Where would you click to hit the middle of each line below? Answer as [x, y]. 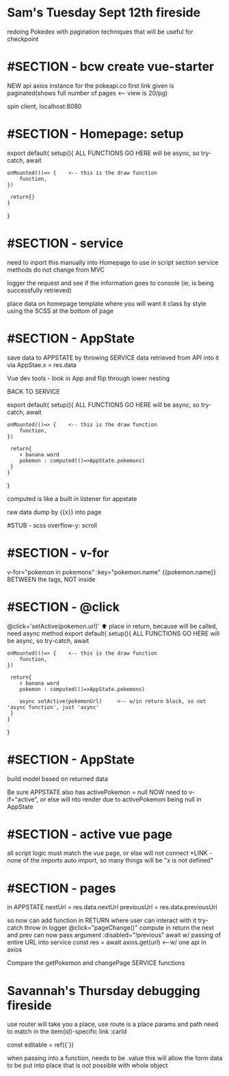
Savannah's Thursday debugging [104, 991]
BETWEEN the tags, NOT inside [51, 579]
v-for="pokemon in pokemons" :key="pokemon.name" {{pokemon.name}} [112, 572]
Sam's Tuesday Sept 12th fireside [104, 13]
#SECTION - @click [63, 607]
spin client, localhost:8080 [44, 106]
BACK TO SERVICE [33, 391]
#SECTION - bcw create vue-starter [111, 67]
